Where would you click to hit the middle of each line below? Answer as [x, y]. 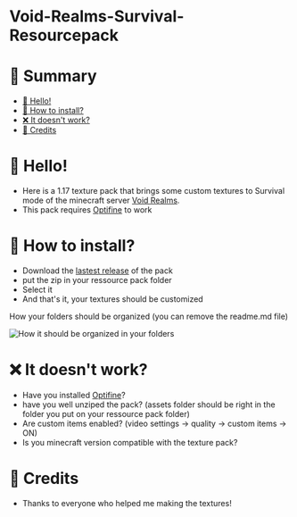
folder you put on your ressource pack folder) [106, 413]
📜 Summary [53, 76]
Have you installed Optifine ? [74, 395]
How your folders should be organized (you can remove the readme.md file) [148, 316]
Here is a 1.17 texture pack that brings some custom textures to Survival [153, 191]
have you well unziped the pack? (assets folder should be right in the [148, 404]
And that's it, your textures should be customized [112, 299]
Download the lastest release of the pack [98, 271]
